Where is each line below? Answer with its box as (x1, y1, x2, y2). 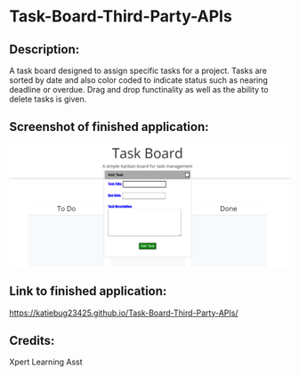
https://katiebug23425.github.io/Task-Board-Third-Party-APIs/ (9, 307, 238, 318)
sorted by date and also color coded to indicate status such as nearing (9, 75, 269, 86)
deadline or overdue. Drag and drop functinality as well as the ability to (9, 85, 269, 94)
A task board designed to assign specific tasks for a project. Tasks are (9, 65, 267, 76)
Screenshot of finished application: (9, 119, 209, 135)
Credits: (9, 333, 55, 348)
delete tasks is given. (9, 94, 87, 104)
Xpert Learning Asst (9, 356, 83, 367)
